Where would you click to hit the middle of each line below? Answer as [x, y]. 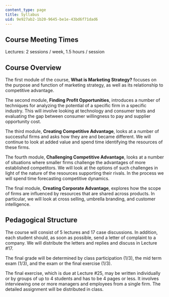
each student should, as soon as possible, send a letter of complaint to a [81, 238]
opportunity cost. [23, 122]
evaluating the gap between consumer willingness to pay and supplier [78, 116]
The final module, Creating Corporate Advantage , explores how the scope [83, 188]
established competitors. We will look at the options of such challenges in [81, 168]
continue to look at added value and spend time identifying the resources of [84, 142]
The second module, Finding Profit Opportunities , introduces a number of [83, 100]
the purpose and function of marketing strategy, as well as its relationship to [84, 85]
